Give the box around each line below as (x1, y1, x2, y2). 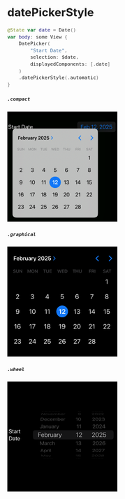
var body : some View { (7, 34, 68, 41)
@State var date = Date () (7, 27, 77, 34)
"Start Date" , (30, 47, 68, 54)
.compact (7, 96, 31, 103)
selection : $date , (30, 54, 79, 61)
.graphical (7, 231, 36, 238)
